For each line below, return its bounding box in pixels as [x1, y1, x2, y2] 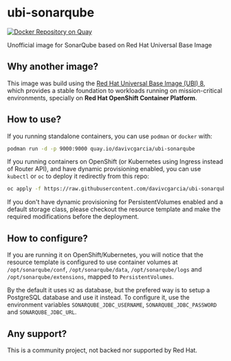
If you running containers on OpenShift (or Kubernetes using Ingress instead [7, 157, 223, 166]
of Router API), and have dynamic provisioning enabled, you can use [7, 165, 201, 173]
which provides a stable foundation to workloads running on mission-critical [7, 86, 223, 94]
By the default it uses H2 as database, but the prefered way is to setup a [7, 286, 210, 294]
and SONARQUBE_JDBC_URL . [7, 308, 77, 316]
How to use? [7, 113, 62, 125]
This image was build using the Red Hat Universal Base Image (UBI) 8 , [7, 79, 206, 87]
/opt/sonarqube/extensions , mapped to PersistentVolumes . [7, 273, 174, 281]
